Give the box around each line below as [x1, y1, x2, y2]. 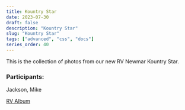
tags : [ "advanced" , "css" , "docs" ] [6, 36, 94, 42]
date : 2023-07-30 [6, 14, 49, 20]
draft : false [6, 20, 39, 25]
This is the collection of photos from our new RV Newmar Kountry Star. [6, 57, 180, 65]
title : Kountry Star [6, 8, 58, 15]
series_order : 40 [6, 42, 49, 48]
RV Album [6, 98, 31, 105]
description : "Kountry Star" [6, 25, 78, 31]
